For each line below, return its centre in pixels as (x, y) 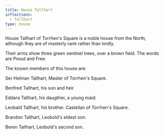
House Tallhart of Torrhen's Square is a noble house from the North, (76, 38)
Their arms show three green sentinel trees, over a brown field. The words (82, 53)
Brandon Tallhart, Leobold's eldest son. (46, 117)
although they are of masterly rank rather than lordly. (60, 44)
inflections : (19, 15)
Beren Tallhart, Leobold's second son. (45, 127)
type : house (18, 24)
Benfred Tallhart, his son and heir (40, 88)
